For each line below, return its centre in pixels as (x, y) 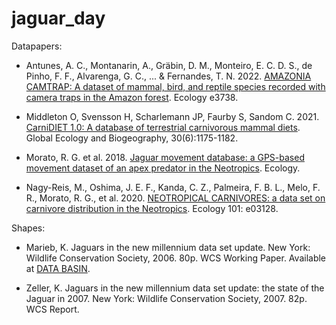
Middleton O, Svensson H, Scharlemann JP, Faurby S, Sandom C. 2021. (172, 116)
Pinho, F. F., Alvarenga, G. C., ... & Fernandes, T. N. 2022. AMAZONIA (168, 76)
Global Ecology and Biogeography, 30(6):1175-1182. (132, 138)
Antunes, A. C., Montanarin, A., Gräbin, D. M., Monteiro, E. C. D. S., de (169, 65)
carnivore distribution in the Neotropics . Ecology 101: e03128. (152, 208)
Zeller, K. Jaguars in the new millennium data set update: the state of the (175, 288)
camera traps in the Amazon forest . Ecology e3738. (132, 97)
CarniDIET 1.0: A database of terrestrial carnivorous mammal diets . (163, 127)
